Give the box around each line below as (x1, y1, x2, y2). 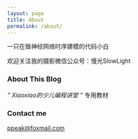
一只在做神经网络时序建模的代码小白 (7, 42, 109, 51)
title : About (7, 16, 44, 23)
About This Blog (7, 75, 61, 84)
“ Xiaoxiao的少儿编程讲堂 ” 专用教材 (7, 90, 109, 99)
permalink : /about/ (7, 23, 63, 29)
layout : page (7, 10, 44, 17)
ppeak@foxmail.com (7, 124, 65, 132)
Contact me (7, 108, 47, 118)
